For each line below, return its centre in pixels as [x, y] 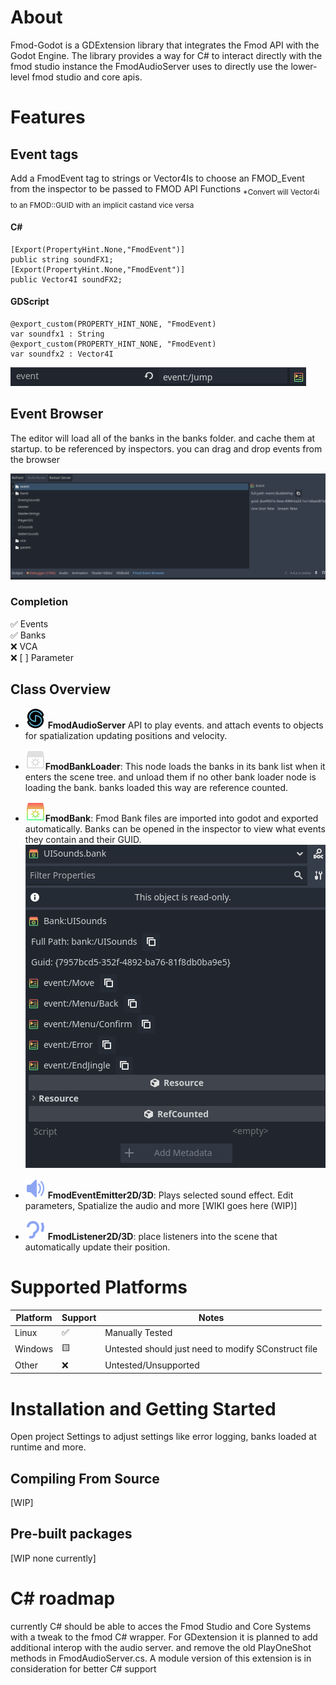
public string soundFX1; [62, 259]
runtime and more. [48, 1447]
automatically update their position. [97, 1247]
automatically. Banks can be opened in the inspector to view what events [175, 828]
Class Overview [61, 689]
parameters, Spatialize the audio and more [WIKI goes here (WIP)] [161, 1205]
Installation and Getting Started [143, 1408]
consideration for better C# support [83, 1668]
